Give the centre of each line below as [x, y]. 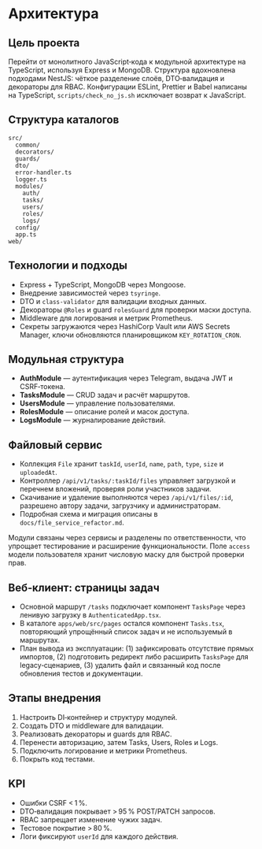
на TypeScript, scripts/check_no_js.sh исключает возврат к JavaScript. [127, 95]
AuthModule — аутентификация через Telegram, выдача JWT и [126, 378]
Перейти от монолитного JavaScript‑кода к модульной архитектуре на [127, 61]
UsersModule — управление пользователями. [97, 403]
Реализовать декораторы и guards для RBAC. [96, 734]
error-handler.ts [44, 172]
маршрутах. [40, 640]
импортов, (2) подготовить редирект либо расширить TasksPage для [134, 657]
